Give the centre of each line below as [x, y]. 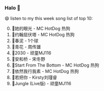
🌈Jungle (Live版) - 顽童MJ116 [41, 84]
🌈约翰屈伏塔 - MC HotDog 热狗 [43, 35]
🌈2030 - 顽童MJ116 [31, 53]
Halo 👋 [13, 8]
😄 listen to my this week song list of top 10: [49, 19]
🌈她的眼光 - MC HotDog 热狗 [41, 28]
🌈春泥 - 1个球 [25, 41]
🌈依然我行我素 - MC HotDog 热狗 [45, 71]
